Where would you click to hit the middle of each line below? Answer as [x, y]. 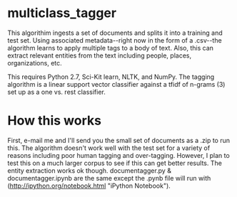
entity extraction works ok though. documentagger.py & [89, 170]
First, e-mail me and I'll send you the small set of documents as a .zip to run [119, 140]
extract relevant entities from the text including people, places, [100, 55]
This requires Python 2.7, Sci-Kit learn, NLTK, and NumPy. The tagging [111, 77]
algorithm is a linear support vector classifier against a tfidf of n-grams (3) [116, 84]
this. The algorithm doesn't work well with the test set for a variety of [109, 148]
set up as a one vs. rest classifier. [56, 92]
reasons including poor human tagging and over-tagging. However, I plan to [118, 155]
